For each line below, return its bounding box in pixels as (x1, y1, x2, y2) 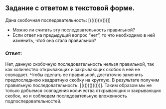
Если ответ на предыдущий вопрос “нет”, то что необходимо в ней (12, 32, 156, 38)
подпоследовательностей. (5, 98, 62, 104)
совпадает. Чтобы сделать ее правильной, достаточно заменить (5, 72, 143, 78)
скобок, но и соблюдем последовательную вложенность (5, 93, 127, 99)
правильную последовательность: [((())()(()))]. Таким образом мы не (5, 82, 152, 89)
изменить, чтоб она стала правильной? (12, 37, 96, 43)
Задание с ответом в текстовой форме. (5, 4, 135, 12)
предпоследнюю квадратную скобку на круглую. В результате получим (5, 77, 160, 83)
